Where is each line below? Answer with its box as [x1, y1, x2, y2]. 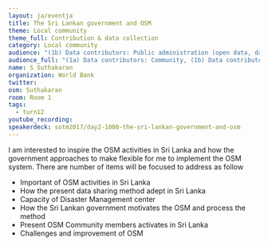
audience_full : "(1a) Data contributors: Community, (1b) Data [8, 57, 223, 65]
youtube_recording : [8, 116, 73, 124]
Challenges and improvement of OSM [19, 228, 144, 238]
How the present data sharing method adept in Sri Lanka [19, 185, 206, 196]
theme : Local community [8, 26, 88, 34]
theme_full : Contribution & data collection [8, 34, 159, 42]
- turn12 [15, 109, 45, 117]
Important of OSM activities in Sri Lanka [19, 177, 151, 187]
